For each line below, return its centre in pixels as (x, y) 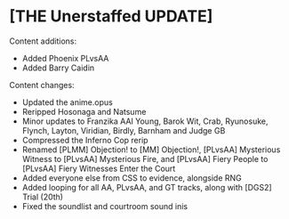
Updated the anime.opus (67, 102)
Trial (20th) (43, 197)
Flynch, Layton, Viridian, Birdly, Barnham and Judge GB (124, 130)
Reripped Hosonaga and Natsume (84, 111)
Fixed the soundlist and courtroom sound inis (105, 206)
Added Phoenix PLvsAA (65, 58)
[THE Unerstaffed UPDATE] (111, 16)
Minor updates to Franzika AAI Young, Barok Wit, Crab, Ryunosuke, (145, 121)
